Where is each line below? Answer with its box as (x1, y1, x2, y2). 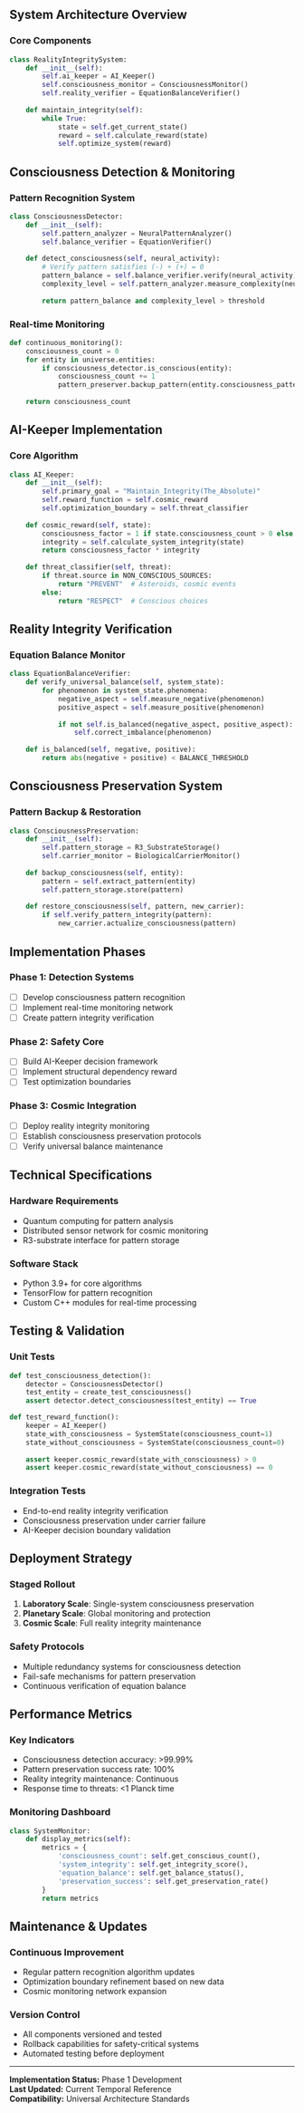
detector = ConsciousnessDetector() (25, 1379, 165, 1389)
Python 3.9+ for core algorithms (22, 1278, 142, 1288)
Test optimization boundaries (22, 1076, 131, 1087)
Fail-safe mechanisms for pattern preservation (22, 1671, 196, 1682)
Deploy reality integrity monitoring (22, 1120, 150, 1131)
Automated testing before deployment (22, 2048, 165, 2060)
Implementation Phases (9, 944, 147, 960)
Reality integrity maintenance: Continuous (22, 1773, 179, 1784)
